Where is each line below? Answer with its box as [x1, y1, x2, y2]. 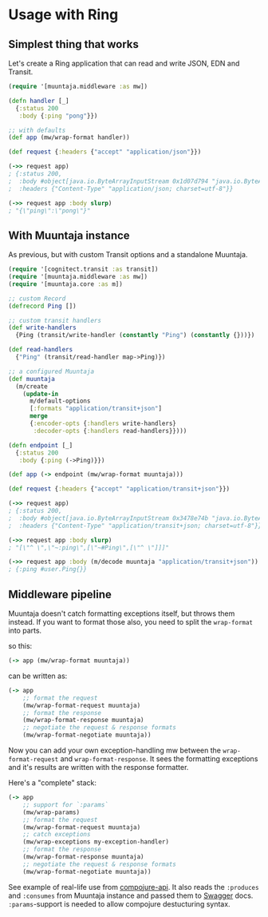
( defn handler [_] [8, 97, 69, 105]
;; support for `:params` [22, 800, 109, 808]
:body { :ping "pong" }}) [18, 112, 98, 120]
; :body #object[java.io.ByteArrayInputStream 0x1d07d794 [8, 177, 209, 185]
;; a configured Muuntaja [8, 367, 94, 375]
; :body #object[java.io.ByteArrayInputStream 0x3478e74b [8, 514, 209, 522]
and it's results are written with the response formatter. [8, 763, 189, 772]
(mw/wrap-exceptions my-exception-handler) [22, 838, 170, 846]
